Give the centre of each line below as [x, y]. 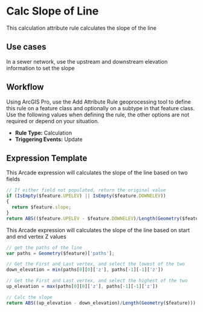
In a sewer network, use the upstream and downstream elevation [87, 61]
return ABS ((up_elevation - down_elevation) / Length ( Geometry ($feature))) [101, 303]
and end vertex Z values [36, 236]
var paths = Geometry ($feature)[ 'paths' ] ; [60, 253]
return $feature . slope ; [41, 207]
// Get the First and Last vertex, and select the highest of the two [97, 281]
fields [13, 179]
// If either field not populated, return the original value [86, 190]
